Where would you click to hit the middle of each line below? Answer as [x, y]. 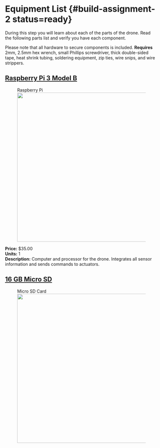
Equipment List [36, 9]
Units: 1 [13, 254]
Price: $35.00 [19, 248]
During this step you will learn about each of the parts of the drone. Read [78, 33]
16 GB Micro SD [29, 279]
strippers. [15, 63]
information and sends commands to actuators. [52, 264]
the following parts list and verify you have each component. [65, 38]
